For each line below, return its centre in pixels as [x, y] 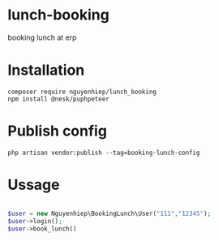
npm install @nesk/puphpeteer [59, 99]
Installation [46, 70]
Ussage [34, 185]
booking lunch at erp [42, 37]
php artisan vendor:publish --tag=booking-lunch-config [104, 153]
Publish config [57, 131]
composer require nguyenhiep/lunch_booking [82, 92]
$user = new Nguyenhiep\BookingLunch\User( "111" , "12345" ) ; [109, 213]
